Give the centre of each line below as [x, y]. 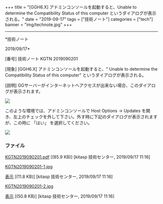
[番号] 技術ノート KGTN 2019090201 [41, 59]
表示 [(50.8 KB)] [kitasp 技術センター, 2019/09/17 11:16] [60, 196]
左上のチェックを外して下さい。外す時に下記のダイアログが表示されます [85, 117]
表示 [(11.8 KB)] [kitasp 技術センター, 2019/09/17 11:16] [59, 177]
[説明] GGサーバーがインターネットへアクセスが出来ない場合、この [72, 85]
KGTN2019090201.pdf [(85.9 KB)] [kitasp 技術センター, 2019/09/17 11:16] [78, 157]
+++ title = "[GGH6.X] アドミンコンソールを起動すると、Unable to [71, 7]
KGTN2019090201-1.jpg [29, 167]
